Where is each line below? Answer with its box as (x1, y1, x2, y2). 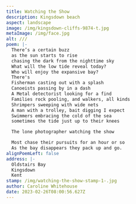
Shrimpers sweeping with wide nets (11, 101, 99, 108)
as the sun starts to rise (11, 52, 78, 58)
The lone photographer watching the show (11, 129, 115, 135)
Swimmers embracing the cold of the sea (11, 113, 112, 119)
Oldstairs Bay (11, 162, 46, 167)
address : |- (6, 156, 35, 162)
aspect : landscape (6, 19, 51, 25)
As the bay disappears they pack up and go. (11, 145, 122, 151)
